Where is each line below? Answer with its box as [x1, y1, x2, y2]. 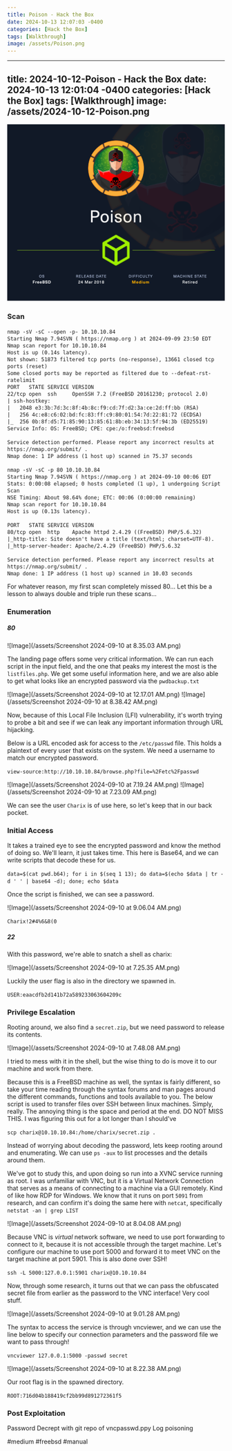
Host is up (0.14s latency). [7, 349, 91, 356]
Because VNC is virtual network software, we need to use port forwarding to [7, 1233, 225, 1241]
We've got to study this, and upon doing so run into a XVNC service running [7, 1169, 223, 1178]
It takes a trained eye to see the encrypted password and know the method [7, 841, 221, 849]
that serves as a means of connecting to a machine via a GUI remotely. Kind [7, 1184, 223, 1193]
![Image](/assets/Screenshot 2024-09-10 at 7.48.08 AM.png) [7, 1044, 181, 1053]
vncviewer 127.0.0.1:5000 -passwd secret [7, 1352, 128, 1360]
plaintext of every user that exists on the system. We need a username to [7, 746, 215, 754]
